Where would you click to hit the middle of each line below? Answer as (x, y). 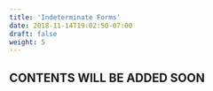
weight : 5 (28, 42)
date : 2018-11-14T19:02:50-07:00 (71, 26)
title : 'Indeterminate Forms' (65, 17)
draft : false (33, 34)
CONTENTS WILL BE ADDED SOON (107, 77)
